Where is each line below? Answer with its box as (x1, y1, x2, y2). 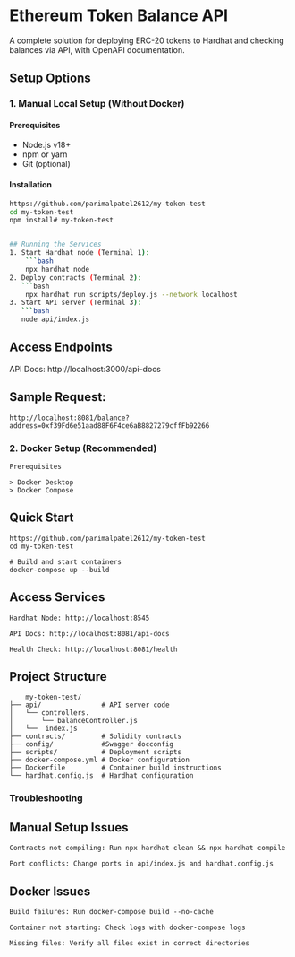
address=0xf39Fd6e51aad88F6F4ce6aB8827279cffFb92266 (9, 421, 210, 431)
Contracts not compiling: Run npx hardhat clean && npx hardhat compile (9, 844, 286, 853)
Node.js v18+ (21, 140, 72, 151)
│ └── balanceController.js (9, 717, 139, 726)
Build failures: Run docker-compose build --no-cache (9, 907, 215, 916)
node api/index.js (21, 315, 90, 324)
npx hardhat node (25, 265, 90, 274)
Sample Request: (9, 389, 106, 405)
